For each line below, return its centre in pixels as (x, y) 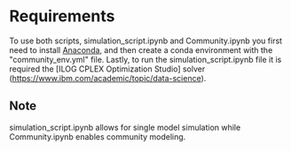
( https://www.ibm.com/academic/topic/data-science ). (108, 78)
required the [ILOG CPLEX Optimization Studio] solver (107, 69)
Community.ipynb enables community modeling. (98, 136)
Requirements (62, 16)
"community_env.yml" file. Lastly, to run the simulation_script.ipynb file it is (145, 59)
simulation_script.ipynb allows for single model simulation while (125, 127)
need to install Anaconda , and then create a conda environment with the (141, 49)
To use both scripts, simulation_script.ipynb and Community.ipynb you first (145, 41)
